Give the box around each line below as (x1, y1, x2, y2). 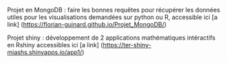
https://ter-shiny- (102, 41, 151, 49)
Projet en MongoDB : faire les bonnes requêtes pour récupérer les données (7, 6, 220, 14)
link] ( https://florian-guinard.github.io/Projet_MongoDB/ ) (7, 21, 167, 28)
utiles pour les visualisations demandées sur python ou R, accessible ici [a (7, 13, 218, 21)
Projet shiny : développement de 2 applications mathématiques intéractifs (7, 34, 215, 42)
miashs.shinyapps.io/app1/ (7, 48, 83, 56)
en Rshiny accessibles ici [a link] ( (7, 41, 103, 49)
